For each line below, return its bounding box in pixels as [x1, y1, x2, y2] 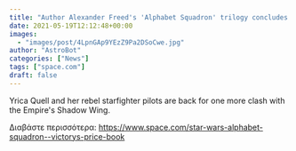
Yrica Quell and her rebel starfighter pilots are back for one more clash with [9, 95, 285, 106]
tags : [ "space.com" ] [9, 63, 86, 72]
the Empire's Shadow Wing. [9, 104, 111, 115]
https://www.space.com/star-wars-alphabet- [98, 122, 264, 132]
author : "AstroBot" [9, 46, 82, 55]
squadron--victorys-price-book [9, 131, 125, 142]
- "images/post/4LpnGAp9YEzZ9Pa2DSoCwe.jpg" [17, 37, 185, 47]
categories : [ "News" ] [9, 54, 90, 63]
